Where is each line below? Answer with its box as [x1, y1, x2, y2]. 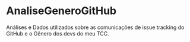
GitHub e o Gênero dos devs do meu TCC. [6, 30, 110, 37]
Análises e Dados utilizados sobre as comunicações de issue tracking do [6, 24, 185, 31]
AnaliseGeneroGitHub [6, 4, 117, 18]
